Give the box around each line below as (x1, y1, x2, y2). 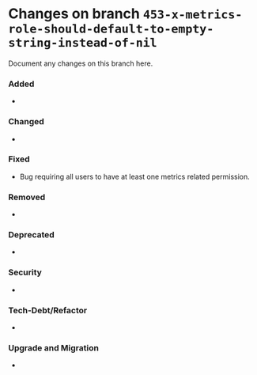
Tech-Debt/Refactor (8, 305, 88, 316)
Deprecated (8, 229, 55, 241)
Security (8, 267, 42, 278)
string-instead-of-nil (8, 36, 157, 51)
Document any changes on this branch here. (8, 59, 153, 68)
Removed (8, 191, 46, 203)
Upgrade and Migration (8, 342, 99, 353)
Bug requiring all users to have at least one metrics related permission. (19, 172, 251, 181)
